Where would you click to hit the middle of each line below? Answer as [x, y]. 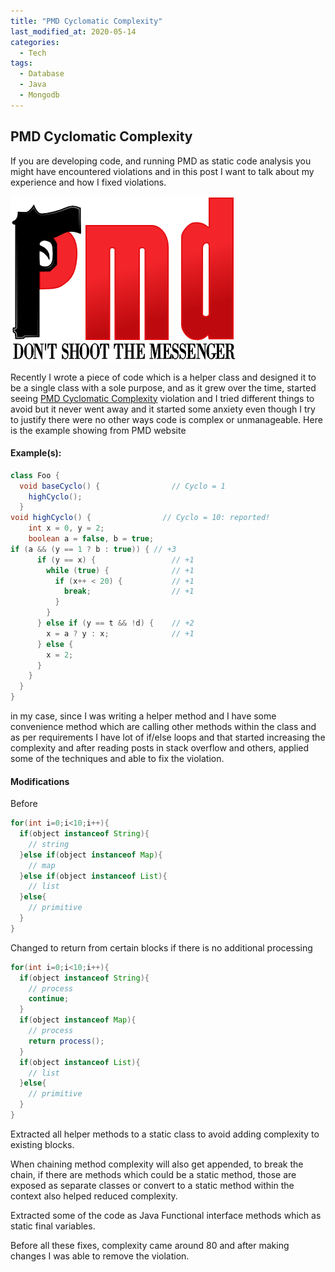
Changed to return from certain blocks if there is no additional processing [161, 947]
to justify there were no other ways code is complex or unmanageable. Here [166, 419]
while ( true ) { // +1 [120, 570]
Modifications [40, 781]
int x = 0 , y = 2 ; [66, 528]
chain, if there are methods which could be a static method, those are [153, 1174]
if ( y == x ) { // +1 [115, 560]
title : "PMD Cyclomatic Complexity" [86, 21]
